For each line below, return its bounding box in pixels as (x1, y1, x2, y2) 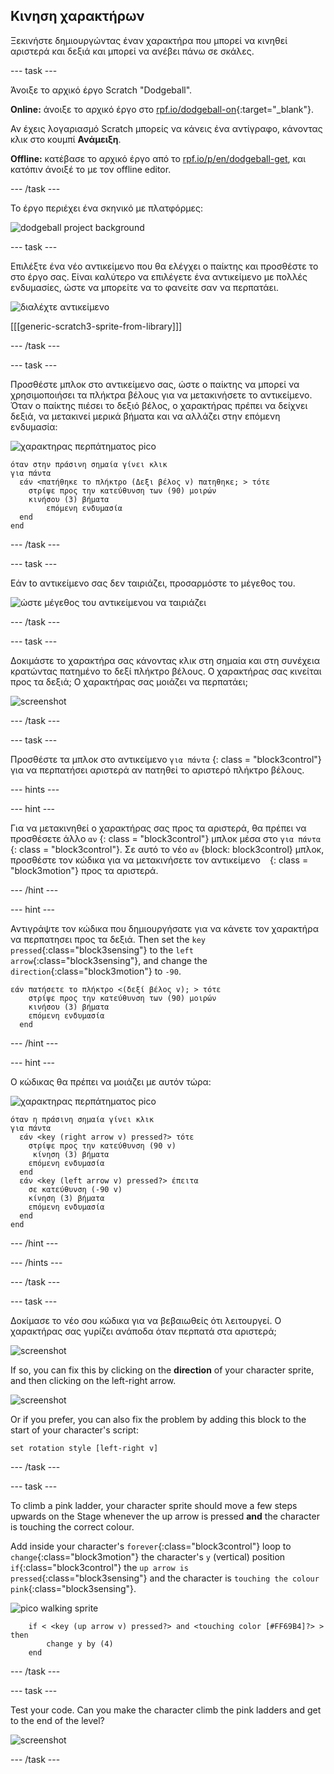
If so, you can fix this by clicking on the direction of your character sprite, (10, 1364, 315, 1376)
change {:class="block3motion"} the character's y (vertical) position (10, 1550, 286, 1563)
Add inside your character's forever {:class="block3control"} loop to (10, 1540, 292, 1552)
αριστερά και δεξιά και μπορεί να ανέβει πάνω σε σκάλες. (10, 45, 255, 57)
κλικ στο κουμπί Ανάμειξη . (10, 133, 122, 145)
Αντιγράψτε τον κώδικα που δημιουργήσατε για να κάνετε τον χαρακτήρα (10, 922, 319, 934)
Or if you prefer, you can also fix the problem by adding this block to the (10, 1413, 307, 1425)
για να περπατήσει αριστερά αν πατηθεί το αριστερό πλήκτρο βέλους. (10, 764, 305, 776)
